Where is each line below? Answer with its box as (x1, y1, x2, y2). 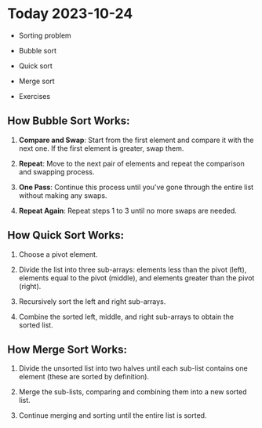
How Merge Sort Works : (7, 342, 127, 356)
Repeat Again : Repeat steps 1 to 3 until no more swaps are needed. (18, 206, 237, 215)
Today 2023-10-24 (7, 5, 133, 23)
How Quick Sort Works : (7, 229, 125, 242)
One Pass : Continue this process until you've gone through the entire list (18, 182, 254, 192)
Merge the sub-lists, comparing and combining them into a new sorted (18, 387, 247, 397)
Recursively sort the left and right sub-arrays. (18, 296, 166, 306)
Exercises (18, 91, 51, 101)
